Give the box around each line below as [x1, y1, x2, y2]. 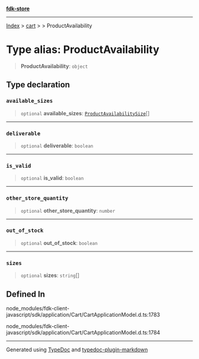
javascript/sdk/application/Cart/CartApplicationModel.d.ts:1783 [6, 311, 161, 318]
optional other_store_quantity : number [20, 207, 115, 214]
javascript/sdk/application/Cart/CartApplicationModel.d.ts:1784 [6, 329, 161, 336]
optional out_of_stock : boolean [20, 239, 98, 246]
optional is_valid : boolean [20, 175, 84, 182]
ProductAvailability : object [20, 62, 88, 70]
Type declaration [6, 80, 70, 90]
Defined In [6, 289, 46, 299]
